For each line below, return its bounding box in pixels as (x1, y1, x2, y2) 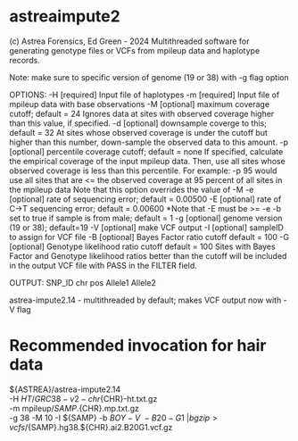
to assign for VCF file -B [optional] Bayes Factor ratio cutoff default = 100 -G (9, 231, 290, 242)
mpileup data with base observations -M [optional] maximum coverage (9, 98, 270, 109)
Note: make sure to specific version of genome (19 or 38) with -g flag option (9, 71, 289, 82)
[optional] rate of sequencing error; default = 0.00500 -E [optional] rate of (9, 194, 282, 204)
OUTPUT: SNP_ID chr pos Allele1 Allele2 (9, 277, 156, 287)
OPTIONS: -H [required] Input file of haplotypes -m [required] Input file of (9, 89, 280, 100)
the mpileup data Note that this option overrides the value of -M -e (9, 184, 254, 195)
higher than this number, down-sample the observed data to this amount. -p (9, 137, 288, 147)
